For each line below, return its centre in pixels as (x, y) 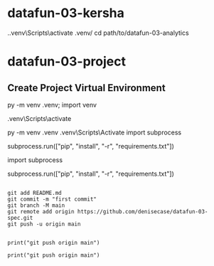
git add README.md (34, 193)
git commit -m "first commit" (52, 199)
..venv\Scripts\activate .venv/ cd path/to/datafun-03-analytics (98, 33)
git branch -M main (36, 205)
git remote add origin (41, 211)
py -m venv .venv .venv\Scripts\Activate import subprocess (95, 132)
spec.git (20, 218)
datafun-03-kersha (66, 13)
